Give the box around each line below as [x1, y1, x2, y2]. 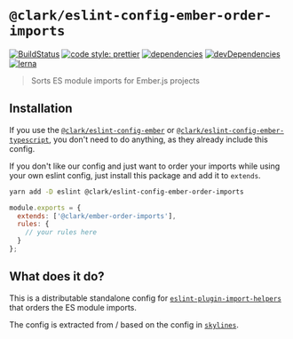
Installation [9, 101, 73, 116]
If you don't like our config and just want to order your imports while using [9, 161, 281, 171]
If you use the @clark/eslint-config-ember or [9, 124, 175, 135]
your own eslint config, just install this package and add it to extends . [9, 169, 261, 180]
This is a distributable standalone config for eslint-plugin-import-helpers [9, 292, 282, 304]
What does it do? [9, 269, 105, 284]
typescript [9, 136, 50, 145]
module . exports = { [9, 203, 82, 212]
